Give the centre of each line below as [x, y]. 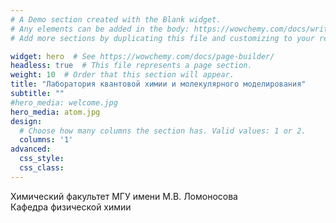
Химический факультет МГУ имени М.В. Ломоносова [124, 196]
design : [26, 121]
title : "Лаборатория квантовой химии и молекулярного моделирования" [158, 84]
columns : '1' [46, 140]
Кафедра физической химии [71, 207]
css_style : [42, 159]
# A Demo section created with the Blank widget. [116, 19]
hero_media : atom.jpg [55, 112]
